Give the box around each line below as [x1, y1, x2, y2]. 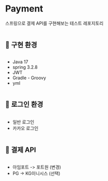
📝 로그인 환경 [5, 100, 44, 109]
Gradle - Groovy [12, 75, 46, 81]
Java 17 [12, 59, 29, 65]
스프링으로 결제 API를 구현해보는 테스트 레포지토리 [5, 20, 104, 26]
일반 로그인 [12, 119, 35, 125]
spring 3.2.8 [12, 64, 38, 70]
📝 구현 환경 [5, 41, 38, 49]
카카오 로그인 [12, 125, 39, 131]
